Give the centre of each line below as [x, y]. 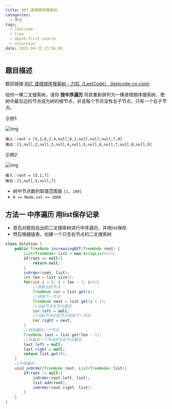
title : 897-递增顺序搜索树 [31, 10]
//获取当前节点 [46, 287]
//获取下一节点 [46, 296]
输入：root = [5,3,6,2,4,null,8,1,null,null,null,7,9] [64, 139]
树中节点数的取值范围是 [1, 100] [47, 191]
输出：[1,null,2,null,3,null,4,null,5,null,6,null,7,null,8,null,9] [79, 145]
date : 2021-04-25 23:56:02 [34, 48]
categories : [18, 15]
